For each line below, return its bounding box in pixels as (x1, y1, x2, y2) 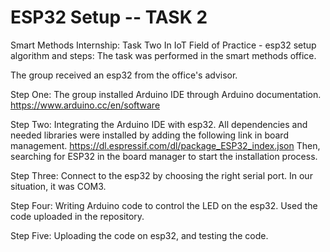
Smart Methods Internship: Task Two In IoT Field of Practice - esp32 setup (10, 39, 317, 51)
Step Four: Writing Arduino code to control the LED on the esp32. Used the (10, 199, 318, 211)
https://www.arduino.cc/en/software (10, 99, 161, 111)
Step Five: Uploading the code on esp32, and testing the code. (10, 229, 269, 241)
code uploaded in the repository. (10, 210, 145, 222)
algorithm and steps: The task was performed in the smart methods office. (10, 49, 317, 61)
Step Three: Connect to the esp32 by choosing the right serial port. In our (10, 169, 313, 181)
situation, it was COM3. (10, 180, 107, 192)
